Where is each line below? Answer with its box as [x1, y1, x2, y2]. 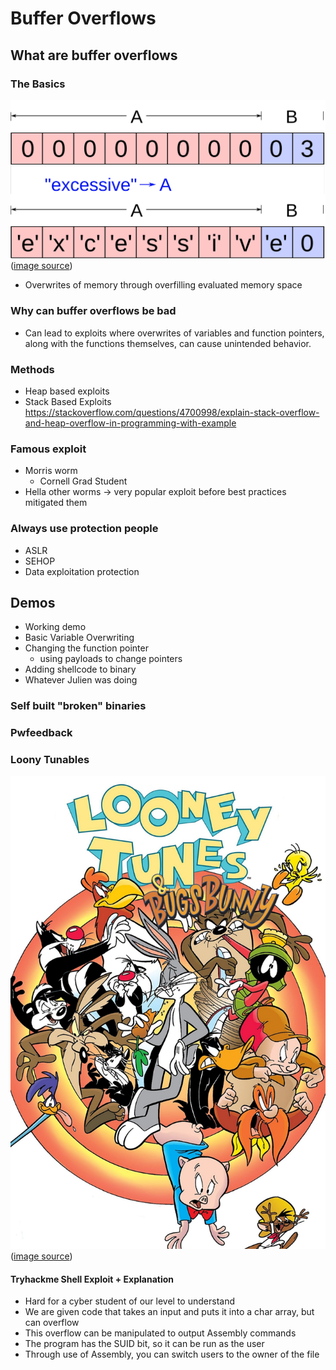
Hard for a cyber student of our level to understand [24, 1295, 235, 1307]
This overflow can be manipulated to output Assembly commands [24, 1327, 297, 1339]
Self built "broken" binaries [10, 699, 147, 713]
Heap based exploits [24, 385, 110, 397]
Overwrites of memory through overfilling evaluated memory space [24, 279, 303, 291]
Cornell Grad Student [39, 475, 128, 487]
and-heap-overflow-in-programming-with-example [24, 417, 237, 429]
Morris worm [24, 465, 78, 477]
